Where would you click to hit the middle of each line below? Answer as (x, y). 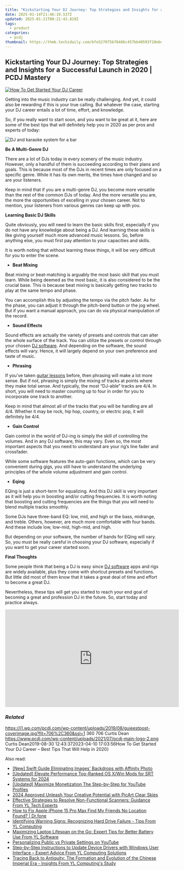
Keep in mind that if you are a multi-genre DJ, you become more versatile (80, 190)
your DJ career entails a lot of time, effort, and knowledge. (65, 110)
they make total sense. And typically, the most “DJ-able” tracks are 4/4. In (81, 386)
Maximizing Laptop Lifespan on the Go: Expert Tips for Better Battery (83, 831)
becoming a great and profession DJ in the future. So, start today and (76, 597)
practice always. (22, 602)
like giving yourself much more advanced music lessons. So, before (74, 235)
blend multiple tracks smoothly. (37, 507)
